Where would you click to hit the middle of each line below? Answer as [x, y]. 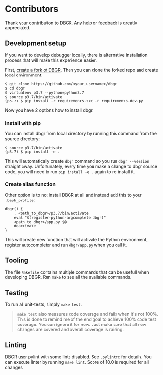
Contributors [32, 9]
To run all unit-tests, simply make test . [44, 304]
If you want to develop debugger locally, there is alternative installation [76, 55]
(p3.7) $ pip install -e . [33, 152]
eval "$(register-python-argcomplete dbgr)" [60, 218]
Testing [17, 293]
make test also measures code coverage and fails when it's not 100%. [88, 314]
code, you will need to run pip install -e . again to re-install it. [70, 172]
